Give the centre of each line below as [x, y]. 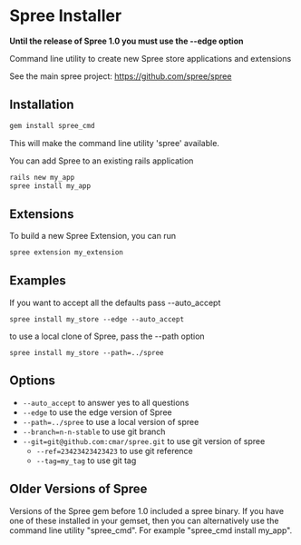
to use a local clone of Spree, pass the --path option [107, 336]
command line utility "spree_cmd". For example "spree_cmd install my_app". [151, 530]
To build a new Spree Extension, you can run [93, 236]
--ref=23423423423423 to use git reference [114, 451]
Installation [42, 105]
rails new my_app [42, 177]
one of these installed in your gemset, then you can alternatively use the [144, 520]
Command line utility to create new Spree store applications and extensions [150, 58]
